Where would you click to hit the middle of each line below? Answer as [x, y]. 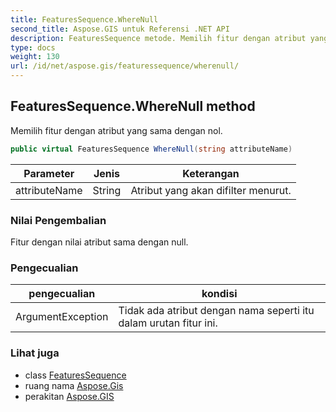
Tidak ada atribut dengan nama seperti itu [216, 311]
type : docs [33, 47]
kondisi [219, 294]
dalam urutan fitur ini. [168, 323]
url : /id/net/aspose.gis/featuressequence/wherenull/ [125, 66]
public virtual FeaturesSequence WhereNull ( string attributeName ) [151, 149]
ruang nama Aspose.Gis [74, 385]
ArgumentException [62, 317]
